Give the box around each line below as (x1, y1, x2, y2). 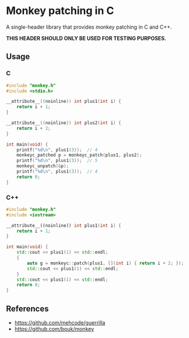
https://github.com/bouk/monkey (14, 325, 94, 332)
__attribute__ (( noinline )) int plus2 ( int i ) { (6, 120, 121, 126)
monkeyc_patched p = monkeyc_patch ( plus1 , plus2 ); (16, 152, 142, 158)
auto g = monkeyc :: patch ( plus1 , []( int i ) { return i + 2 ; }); (27, 260, 184, 266)
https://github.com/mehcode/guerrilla (14, 319, 106, 326)
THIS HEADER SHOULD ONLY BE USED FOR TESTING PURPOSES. (6, 35, 166, 42)
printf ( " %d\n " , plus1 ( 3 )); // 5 (16, 158, 98, 164)
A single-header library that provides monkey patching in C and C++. (6, 23, 172, 30)
